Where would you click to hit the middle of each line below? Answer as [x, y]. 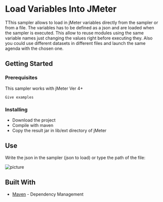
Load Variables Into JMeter [61, 9]
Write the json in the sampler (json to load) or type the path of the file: [75, 158]
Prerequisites [21, 78]
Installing [16, 109]
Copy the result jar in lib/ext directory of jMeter [59, 130]
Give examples [20, 97]
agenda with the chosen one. [34, 48]
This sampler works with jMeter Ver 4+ [44, 88]
